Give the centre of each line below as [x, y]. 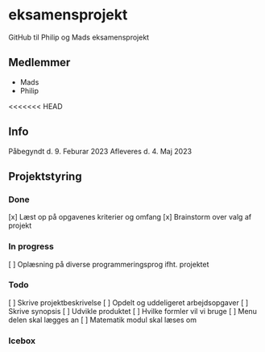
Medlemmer [39, 63]
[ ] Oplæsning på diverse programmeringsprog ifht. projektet [109, 264]
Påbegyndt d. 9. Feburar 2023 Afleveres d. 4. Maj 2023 [100, 151]
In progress [31, 246]
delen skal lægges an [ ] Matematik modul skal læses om [103, 320]
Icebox [22, 341]
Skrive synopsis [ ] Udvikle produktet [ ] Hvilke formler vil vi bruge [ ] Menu [133, 311]
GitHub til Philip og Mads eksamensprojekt [79, 37]
